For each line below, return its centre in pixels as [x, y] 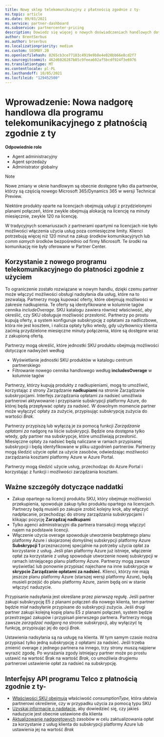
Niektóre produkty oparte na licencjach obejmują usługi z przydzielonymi [79, 206]
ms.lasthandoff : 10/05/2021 [34, 73]
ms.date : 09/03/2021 [26, 19]
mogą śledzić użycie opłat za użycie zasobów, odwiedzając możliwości [77, 452]
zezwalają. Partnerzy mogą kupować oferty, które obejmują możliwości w [79, 299]
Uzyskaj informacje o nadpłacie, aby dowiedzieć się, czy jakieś [75, 709]
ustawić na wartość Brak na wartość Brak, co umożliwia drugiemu [72, 658]
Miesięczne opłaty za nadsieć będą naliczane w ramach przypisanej [74, 441]
